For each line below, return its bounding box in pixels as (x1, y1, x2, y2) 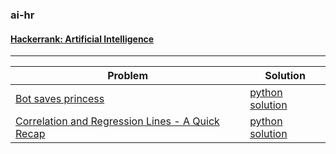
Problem (107, 69, 148, 83)
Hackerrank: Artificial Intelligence (10, 33, 155, 45)
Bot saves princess (15, 92, 105, 106)
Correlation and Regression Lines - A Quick (15, 114, 220, 128)
